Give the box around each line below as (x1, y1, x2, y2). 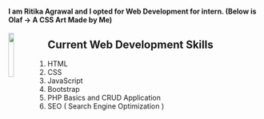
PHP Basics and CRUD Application (47, 93, 162, 103)
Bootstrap (47, 85, 80, 94)
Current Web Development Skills (47, 38, 214, 51)
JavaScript (47, 76, 83, 85)
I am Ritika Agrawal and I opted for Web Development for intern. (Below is (8, 6, 257, 16)
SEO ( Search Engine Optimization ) (47, 101, 165, 111)
